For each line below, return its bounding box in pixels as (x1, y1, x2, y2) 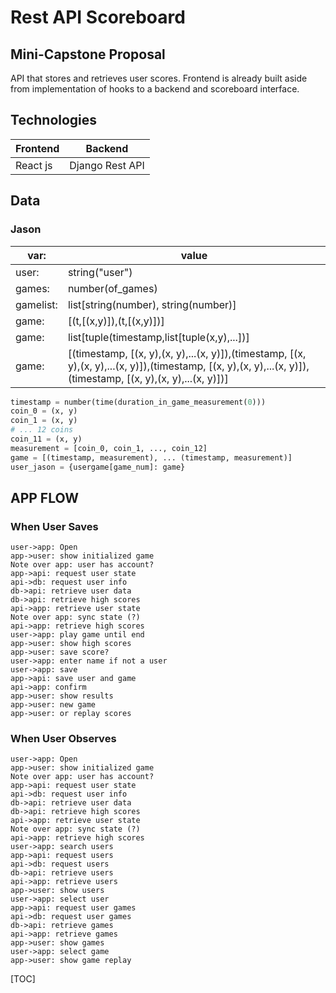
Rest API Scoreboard (10, 6, 186, 29)
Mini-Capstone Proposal (10, 46, 166, 63)
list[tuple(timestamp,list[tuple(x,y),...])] (67, 330, 250, 344)
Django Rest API (69, 158, 145, 172)
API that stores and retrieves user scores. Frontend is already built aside (10, 72, 308, 84)
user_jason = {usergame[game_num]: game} (10, 462, 186, 472)
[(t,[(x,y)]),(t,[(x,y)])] (67, 314, 165, 328)
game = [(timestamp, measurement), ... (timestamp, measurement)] (10, 452, 293, 463)
